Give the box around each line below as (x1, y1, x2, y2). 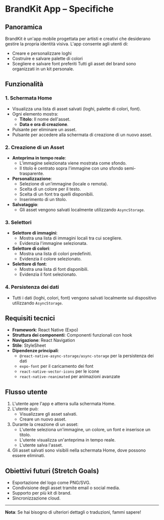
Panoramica (5, 23, 42, 31)
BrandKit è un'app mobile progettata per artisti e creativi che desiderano (5, 36, 151, 41)
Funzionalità (5, 80, 43, 88)
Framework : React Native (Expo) (12, 327, 79, 333)
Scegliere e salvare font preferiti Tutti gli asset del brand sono (12, 61, 136, 66)
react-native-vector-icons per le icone (19, 368, 100, 374)
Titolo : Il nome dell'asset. (19, 116, 71, 122)
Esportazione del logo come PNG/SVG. (12, 480, 91, 486)
